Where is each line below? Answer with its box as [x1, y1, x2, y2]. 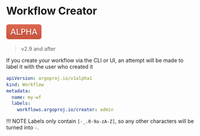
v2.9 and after [20, 45, 56, 52]
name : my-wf [11, 94, 42, 100]
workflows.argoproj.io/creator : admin [17, 107, 114, 113]
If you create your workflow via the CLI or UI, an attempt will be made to [6, 57, 184, 64]
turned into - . [6, 124, 39, 131]
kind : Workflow [6, 82, 44, 88]
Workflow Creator [6, 4, 98, 18]
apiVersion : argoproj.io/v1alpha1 [6, 75, 93, 81]
